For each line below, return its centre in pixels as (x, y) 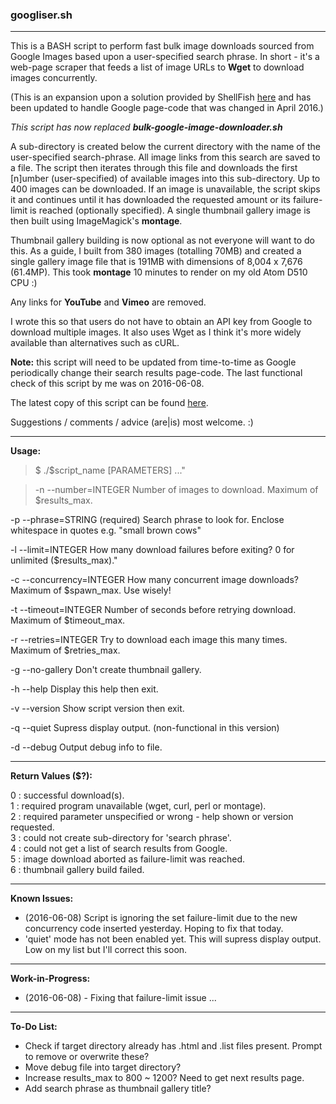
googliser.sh (41, 15)
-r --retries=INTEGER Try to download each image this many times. (149, 640)
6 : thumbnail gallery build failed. (77, 870)
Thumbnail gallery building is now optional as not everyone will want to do (162, 240)
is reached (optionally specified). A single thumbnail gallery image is (170, 210)
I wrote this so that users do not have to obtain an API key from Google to (161, 322)
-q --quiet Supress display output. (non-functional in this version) (145, 728)
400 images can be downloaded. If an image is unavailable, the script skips (165, 189)
